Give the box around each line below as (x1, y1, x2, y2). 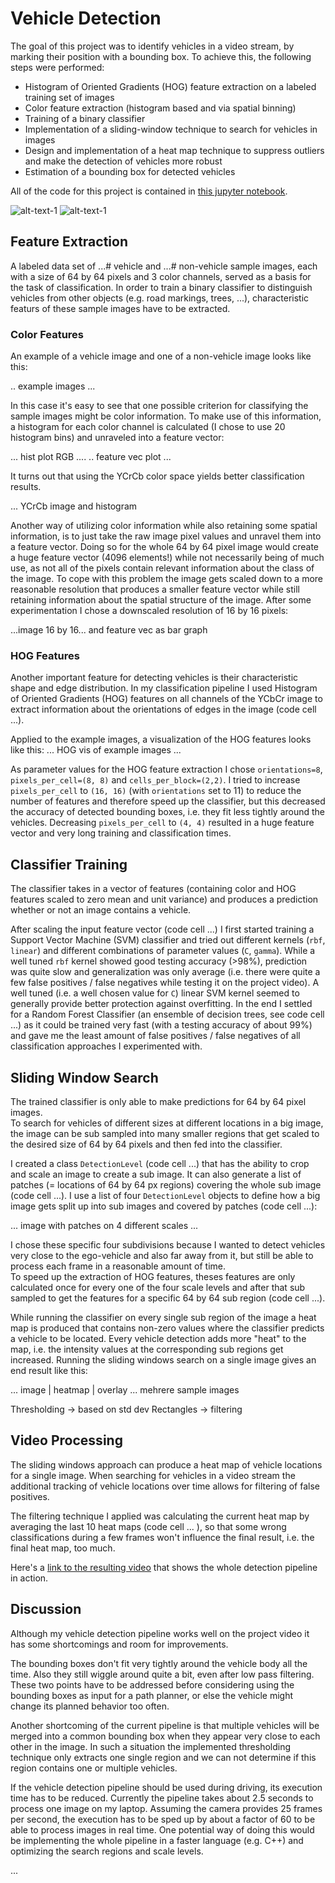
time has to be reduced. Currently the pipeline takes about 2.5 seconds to (10, 1792, 314, 1804)
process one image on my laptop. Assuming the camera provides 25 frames (10, 1802, 323, 1814)
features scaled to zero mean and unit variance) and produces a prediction (10, 893, 319, 906)
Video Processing (10, 1432, 123, 1449)
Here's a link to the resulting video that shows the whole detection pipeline (10, 1561, 318, 1573)
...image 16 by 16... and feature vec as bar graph (10, 624, 208, 636)
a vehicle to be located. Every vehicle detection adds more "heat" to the (10, 1332, 307, 1344)
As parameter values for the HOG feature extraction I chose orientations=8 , (10, 763, 323, 776)
